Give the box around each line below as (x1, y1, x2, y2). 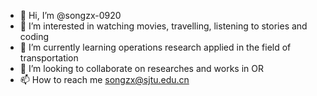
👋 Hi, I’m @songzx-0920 (19, 10, 122, 21)
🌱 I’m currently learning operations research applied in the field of (19, 41, 292, 53)
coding (19, 31, 50, 42)
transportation (19, 52, 79, 64)
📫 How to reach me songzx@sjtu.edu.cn (19, 74, 190, 85)
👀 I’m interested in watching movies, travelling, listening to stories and (19, 20, 308, 32)
